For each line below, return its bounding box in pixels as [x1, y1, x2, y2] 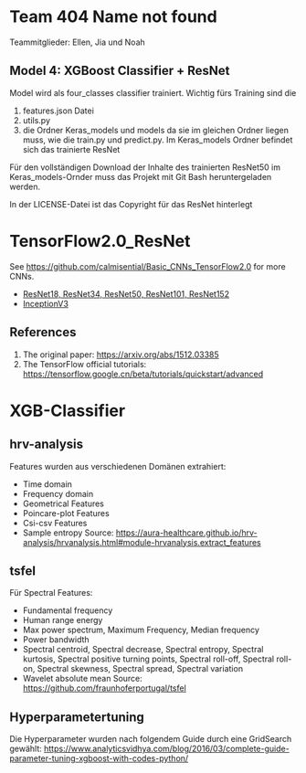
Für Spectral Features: [9, 588, 93, 598]
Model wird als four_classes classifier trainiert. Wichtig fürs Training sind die [9, 87, 297, 98]
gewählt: [9, 743, 43, 755]
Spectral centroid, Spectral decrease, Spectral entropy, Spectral [22, 644, 264, 655]
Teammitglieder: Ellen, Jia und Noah [9, 37, 146, 48]
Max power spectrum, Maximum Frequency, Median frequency [22, 624, 260, 636]
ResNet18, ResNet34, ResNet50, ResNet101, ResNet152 [22, 288, 230, 299]
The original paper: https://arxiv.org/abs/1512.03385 [22, 349, 219, 360]
